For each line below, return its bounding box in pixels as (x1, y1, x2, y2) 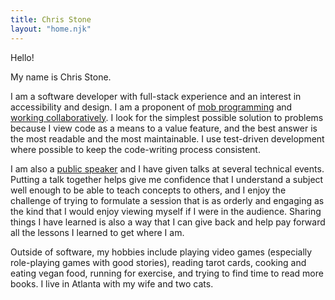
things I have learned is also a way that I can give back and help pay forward (10, 216, 326, 228)
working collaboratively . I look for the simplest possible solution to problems (10, 111, 324, 123)
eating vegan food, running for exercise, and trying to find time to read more (10, 267, 324, 279)
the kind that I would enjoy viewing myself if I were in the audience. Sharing (10, 205, 322, 217)
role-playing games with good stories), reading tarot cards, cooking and (10, 256, 307, 268)
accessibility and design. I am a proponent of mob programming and (10, 101, 293, 113)
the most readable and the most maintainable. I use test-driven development (10, 132, 325, 145)
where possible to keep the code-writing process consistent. (10, 143, 261, 155)
